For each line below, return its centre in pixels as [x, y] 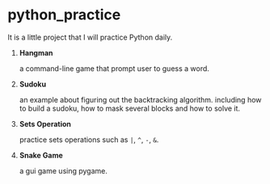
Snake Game [41, 155]
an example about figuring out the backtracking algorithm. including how [140, 99]
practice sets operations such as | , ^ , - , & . [89, 140]
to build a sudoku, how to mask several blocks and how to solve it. [129, 108]
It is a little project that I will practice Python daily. [90, 37]
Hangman [36, 52]
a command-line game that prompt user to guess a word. [114, 68]
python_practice [64, 15]
